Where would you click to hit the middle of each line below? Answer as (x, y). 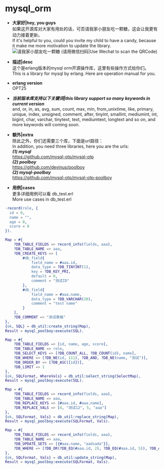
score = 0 (19, 226)
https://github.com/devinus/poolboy (48, 167)
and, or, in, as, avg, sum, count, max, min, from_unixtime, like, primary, (83, 109)
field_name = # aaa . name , (56, 294)
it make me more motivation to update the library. (61, 46)
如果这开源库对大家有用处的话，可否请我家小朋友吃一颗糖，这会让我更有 (85, 29)
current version (28, 104)
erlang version (27, 83)
